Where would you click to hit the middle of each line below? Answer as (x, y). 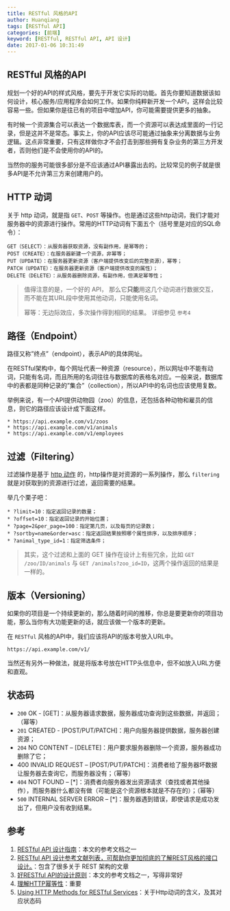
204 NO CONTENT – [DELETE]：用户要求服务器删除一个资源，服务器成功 (119, 747)
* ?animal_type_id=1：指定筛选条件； (57, 541)
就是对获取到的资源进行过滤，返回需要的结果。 (73, 483)
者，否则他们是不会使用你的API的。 (57, 150)
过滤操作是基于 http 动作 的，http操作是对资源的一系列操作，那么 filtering (114, 474)
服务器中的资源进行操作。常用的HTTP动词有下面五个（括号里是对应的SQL (111, 223)
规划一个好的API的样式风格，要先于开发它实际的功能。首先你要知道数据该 (111, 93)
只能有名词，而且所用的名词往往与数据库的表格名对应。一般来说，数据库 (121, 377)
